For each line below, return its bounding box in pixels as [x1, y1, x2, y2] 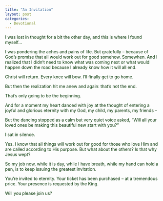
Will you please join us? [5, 190, 52, 196]
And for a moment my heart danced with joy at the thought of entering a [5, 102, 150, 108]
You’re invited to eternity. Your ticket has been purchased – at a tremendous [5, 176, 158, 181]
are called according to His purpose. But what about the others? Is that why [5, 146, 157, 152]
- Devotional [9, 21, 36, 26]
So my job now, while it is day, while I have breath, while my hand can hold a [5, 161, 159, 167]
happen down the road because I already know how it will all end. [5, 65, 137, 70]
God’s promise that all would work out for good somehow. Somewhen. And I [5, 54, 158, 60]
